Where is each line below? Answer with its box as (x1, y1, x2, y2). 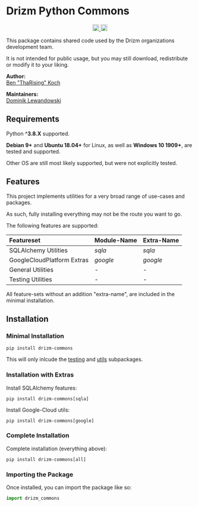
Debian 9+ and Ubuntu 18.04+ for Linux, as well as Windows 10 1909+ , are (6, 141, 193, 148)
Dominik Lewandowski (6, 97, 61, 104)
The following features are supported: (6, 222, 99, 229)
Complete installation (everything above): (6, 445, 107, 452)
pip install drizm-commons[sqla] (6, 396, 89, 402)
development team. (6, 43, 54, 50)
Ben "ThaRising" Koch (6, 79, 61, 86)
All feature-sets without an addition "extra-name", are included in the (6, 290, 175, 297)
